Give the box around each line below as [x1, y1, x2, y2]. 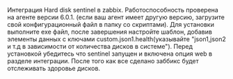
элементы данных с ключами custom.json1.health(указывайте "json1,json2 [7, 35, 226, 43]
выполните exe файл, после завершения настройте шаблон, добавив [7, 27, 212, 36]
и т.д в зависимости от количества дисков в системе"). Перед [7, 43, 193, 50]
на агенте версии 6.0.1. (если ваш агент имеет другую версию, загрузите [7, 13, 225, 21]
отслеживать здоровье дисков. [7, 65, 101, 72]
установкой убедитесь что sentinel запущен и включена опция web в [7, 49, 213, 58]
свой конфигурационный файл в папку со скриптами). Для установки [7, 21, 214, 28]
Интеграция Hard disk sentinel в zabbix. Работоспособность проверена [7, 6, 219, 14]
